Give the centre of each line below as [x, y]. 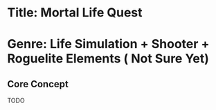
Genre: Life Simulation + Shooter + [108, 44]
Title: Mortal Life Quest [75, 13]
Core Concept [38, 84]
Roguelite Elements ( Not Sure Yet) [108, 59]
